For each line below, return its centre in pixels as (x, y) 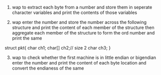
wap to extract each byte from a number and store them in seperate (82, 7)
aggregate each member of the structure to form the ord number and (83, 33)
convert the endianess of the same (48, 68)
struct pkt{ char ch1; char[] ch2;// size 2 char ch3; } (58, 48)
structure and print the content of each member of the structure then (83, 27)
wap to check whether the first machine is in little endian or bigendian (84, 57)
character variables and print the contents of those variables (74, 12)
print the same (27, 38)
